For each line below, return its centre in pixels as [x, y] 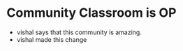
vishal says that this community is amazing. [79, 32]
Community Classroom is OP [91, 13]
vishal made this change [52, 39]
